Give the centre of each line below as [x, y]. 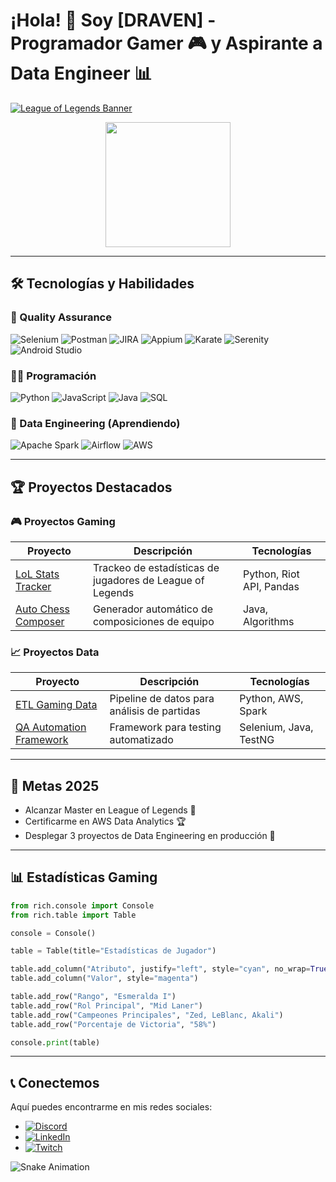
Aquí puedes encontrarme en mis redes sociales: [111, 1107]
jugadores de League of [148, 580]
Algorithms [268, 621]
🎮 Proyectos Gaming [63, 521]
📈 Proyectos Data [55, 652]
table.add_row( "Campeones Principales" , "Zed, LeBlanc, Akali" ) [147, 1015]
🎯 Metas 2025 [55, 785]
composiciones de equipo [153, 621]
